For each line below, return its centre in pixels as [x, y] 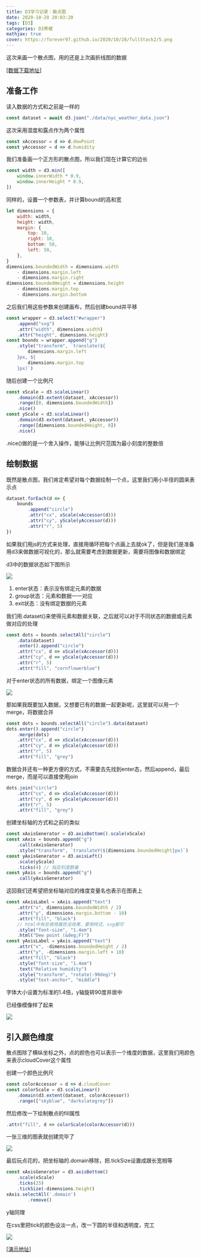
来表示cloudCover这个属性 [39, 1060]
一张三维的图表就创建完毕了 [40, 1137]
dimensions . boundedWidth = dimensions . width [63, 267]
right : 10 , [41, 239]
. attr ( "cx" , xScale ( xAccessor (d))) [72, 515]
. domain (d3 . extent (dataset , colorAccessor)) [73, 1095]
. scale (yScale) [36, 861]
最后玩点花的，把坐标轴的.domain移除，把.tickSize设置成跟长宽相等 [89, 1161]
